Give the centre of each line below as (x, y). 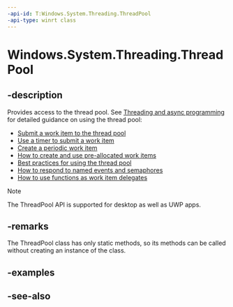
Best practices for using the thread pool (74, 163)
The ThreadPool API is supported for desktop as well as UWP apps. (104, 204)
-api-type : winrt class (42, 20)
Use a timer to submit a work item (66, 140)
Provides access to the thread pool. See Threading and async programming (116, 112)
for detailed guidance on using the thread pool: (75, 119)
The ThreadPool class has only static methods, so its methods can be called (117, 243)
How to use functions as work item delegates (82, 177)
